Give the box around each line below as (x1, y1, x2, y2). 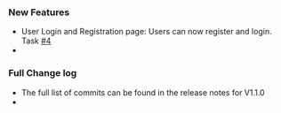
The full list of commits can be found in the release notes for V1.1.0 (20, 87, 265, 98)
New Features (8, 6, 70, 19)
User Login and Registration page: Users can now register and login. (20, 26, 272, 37)
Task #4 (20, 35, 52, 46)
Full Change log (8, 67, 77, 79)
